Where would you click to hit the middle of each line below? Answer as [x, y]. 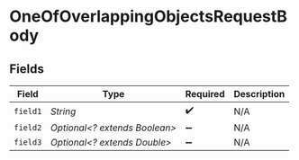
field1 [28, 111]
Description [259, 94]
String [63, 111]
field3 [28, 142]
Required [205, 94]
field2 [28, 128]
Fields [27, 69]
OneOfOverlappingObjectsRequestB [149, 17]
